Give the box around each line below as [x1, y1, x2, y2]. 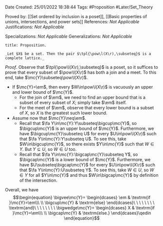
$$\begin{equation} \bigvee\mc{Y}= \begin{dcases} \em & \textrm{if [13, 195, 151, 200]
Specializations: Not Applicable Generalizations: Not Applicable [5, 34, 132, 39]
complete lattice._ [5, 56, 45, 61]
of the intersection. [19, 178, 57, 183]
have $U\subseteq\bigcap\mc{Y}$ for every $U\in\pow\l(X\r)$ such [19, 162, 156, 167]
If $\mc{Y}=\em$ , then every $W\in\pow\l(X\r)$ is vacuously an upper [12, 84, 153, 90]
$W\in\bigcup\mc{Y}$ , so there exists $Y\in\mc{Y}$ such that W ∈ [19, 141, 154, 147]
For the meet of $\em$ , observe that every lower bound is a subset [19, 105, 154, 110]
